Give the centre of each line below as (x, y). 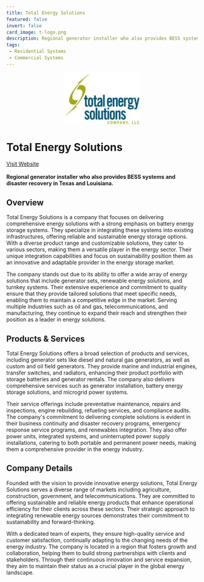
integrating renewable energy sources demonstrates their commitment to (98, 515)
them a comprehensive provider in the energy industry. (75, 449)
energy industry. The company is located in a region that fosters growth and (101, 546)
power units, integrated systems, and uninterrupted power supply (88, 436)
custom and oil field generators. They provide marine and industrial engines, (102, 366)
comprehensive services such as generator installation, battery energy (95, 386)
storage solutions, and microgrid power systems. (67, 392)
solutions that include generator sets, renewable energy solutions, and (94, 281)
